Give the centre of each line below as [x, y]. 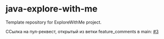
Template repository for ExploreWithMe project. [54, 22]
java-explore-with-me [52, 9]
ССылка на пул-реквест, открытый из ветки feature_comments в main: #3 [82, 31]
